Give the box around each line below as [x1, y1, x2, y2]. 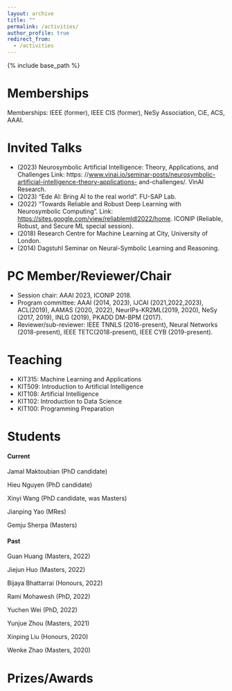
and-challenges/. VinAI [138, 177, 204, 186]
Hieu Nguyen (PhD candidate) [7, 481, 93, 489]
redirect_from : [7, 36, 51, 43]
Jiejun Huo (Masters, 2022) [7, 566, 86, 574]
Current [7, 451, 30, 460]
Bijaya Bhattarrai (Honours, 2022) [7, 579, 103, 587]
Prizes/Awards [7, 670, 93, 686]
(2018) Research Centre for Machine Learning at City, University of [17, 229, 208, 237]
